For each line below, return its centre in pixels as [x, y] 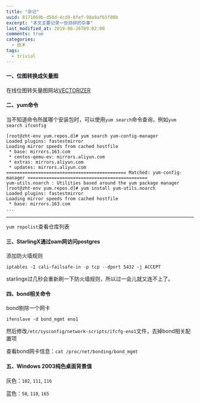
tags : [13, 51]
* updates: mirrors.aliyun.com [47, 168]
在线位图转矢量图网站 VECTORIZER [49, 90]
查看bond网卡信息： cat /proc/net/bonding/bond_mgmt [72, 351]
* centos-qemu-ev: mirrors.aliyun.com [57, 157]
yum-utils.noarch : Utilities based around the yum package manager [93, 183]
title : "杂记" [23, 12]
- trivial [24, 56]
